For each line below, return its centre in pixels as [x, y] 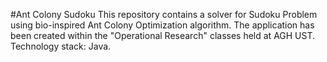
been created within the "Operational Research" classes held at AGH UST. [163, 35]
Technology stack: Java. [61, 46]
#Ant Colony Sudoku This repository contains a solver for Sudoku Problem [164, 14]
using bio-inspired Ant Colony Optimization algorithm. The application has [162, 25]
